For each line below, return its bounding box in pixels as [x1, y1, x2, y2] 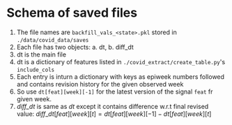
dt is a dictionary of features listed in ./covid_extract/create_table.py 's [16, 57, 226, 66]
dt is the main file [16, 50, 67, 59]
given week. [16, 94, 52, 103]
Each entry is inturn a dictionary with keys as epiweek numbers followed [16, 72, 224, 81]
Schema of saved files [6, 5, 137, 21]
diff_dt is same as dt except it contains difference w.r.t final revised [16, 102, 209, 110]
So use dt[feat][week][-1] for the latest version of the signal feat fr [16, 87, 213, 96]
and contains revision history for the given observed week [16, 80, 184, 88]
